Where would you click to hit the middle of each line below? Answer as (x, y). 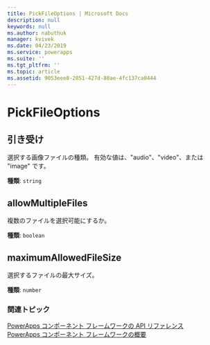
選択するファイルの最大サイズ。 (53, 275)
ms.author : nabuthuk (37, 33)
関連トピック (29, 309)
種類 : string (24, 181)
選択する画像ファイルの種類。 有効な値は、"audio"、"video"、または (105, 157)
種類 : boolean (26, 236)
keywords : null (29, 26)
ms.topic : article (34, 71)
